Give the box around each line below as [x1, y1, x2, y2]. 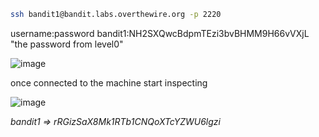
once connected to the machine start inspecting [10, 76, 208, 89]
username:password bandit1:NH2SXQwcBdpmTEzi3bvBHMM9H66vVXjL [10, 27, 310, 39]
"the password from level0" [10, 38, 124, 50]
